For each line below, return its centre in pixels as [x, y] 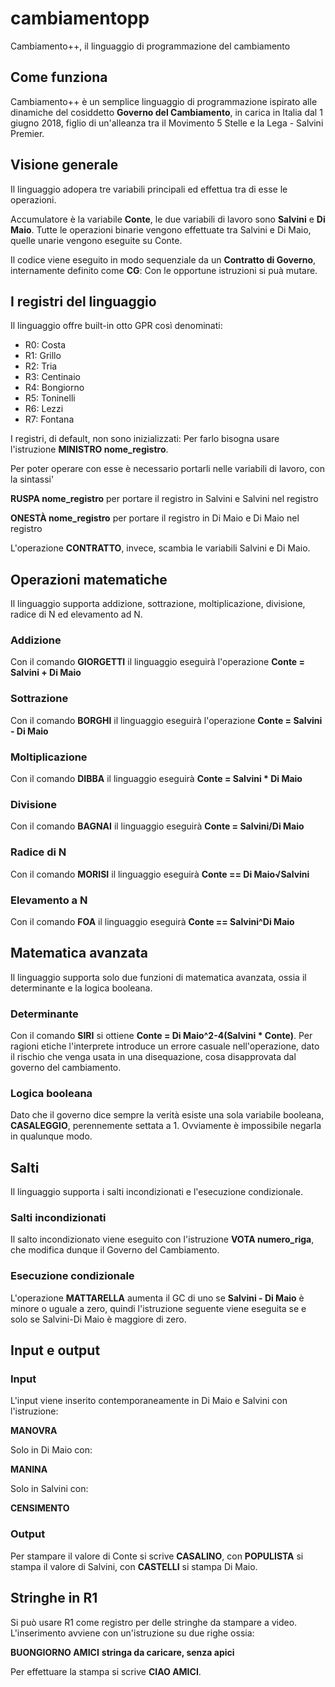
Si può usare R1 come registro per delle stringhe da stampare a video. [154, 1622]
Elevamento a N [49, 900]
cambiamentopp [80, 18]
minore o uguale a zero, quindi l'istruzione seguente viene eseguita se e [158, 1308]
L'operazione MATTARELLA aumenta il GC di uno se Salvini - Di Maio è [157, 1298]
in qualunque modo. [51, 1136]
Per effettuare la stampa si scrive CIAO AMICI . [106, 1671]
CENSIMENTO [40, 1508]
